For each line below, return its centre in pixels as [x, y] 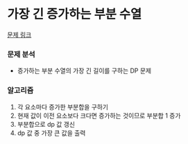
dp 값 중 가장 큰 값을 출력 [51, 133]
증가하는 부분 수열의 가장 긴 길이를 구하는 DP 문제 [84, 71]
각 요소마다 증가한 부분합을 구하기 [63, 107]
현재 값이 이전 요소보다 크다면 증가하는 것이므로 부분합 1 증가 [99, 116]
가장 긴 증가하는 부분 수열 [75, 14]
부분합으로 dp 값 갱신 [46, 124]
